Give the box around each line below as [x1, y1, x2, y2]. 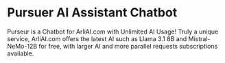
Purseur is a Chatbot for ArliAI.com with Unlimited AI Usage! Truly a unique [7, 27, 219, 36]
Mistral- [188, 34, 211, 42]
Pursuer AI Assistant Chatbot [7, 5, 178, 21]
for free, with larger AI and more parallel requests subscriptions [38, 42, 218, 50]
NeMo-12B [7, 42, 38, 50]
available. [7, 49, 34, 58]
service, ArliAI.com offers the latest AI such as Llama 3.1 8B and [7, 34, 187, 42]
